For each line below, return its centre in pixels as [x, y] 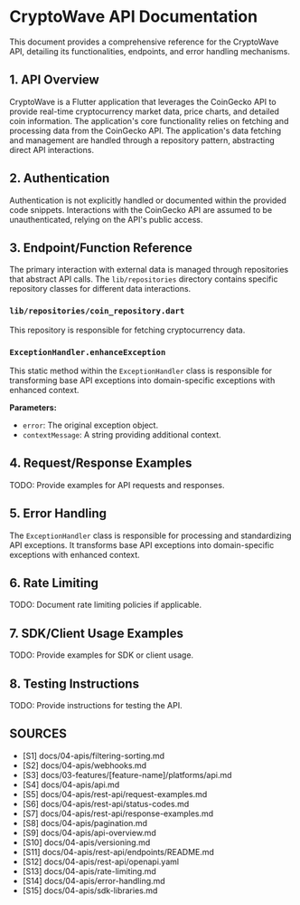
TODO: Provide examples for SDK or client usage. [102, 655]
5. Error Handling [58, 514]
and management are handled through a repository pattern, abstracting [142, 140]
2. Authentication [60, 178]
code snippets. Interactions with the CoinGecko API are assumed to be [141, 209]
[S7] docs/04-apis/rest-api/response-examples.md [118, 814]
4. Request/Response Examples [101, 463]
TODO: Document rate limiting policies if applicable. [106, 605]
